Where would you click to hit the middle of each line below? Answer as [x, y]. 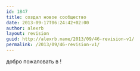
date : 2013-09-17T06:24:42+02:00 [48, 22]
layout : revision [28, 34]
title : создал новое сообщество [46, 17]
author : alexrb [25, 28]
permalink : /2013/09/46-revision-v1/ [53, 45]
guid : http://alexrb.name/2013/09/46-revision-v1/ [70, 39]
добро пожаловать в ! [34, 61]
